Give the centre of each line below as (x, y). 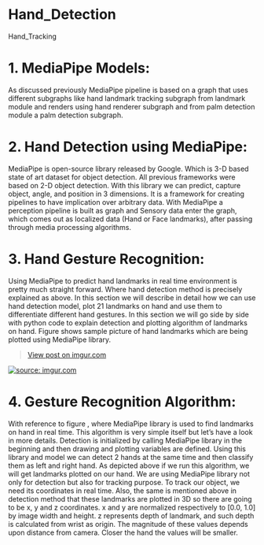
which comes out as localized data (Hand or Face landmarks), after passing (130, 219)
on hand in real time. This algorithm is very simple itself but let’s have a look (130, 432)
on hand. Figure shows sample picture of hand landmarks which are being (128, 331)
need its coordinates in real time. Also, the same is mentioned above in (123, 491)
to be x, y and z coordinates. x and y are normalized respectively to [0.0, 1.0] (132, 507)
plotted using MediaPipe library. (60, 339)
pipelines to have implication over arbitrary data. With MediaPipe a (116, 202)
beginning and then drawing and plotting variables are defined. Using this (127, 449)
